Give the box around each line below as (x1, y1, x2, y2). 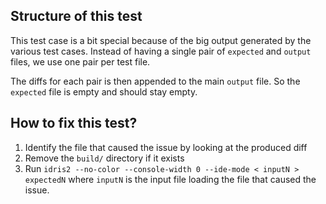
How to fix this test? (10, 115, 138, 132)
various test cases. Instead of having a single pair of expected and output (10, 45, 312, 57)
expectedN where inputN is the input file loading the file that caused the (24, 173, 317, 185)
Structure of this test (10, 8, 143, 25)
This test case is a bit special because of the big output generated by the (10, 34, 312, 46)
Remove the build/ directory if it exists (24, 152, 185, 164)
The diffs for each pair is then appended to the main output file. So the (10, 75, 301, 87)
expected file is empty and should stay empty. (10, 85, 198, 98)
